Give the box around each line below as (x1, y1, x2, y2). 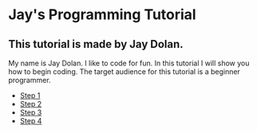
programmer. (8, 76, 51, 84)
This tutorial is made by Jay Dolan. (8, 37, 184, 51)
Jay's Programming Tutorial (8, 6, 197, 24)
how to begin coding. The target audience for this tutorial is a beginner (8, 67, 241, 76)
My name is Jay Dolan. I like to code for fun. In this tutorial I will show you (8, 58, 250, 68)
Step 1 (19, 91, 41, 100)
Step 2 (19, 100, 42, 108)
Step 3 (19, 108, 42, 117)
